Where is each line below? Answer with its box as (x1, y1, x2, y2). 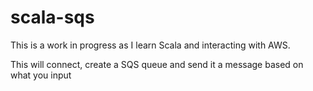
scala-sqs (10, 6, 95, 29)
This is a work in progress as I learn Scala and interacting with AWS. (10, 39, 291, 51)
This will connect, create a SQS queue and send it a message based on (10, 58, 304, 70)
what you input (10, 69, 72, 81)
